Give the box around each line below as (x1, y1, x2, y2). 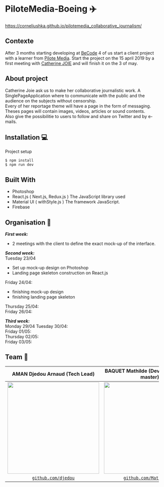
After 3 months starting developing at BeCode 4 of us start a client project (5, 50, 154, 56)
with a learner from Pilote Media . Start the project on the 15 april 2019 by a (5, 55, 155, 61)
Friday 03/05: (5, 339, 33, 345)
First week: (5, 231, 28, 237)
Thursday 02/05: (5, 334, 39, 339)
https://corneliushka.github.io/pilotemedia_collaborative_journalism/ (5, 22, 142, 29)
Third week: (5, 318, 30, 324)
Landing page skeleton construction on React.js (12, 270, 108, 276)
